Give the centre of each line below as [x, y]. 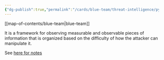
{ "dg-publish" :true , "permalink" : [39, 10]
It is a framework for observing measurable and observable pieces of [74, 33]
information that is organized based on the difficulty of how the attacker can [81, 38]
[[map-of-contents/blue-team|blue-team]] [47, 23]
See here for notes [23, 53]
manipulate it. [18, 43]
